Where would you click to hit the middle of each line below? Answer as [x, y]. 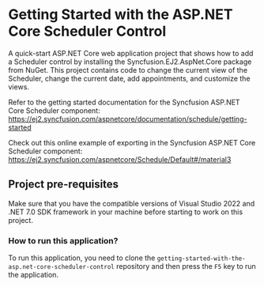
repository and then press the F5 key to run [186, 266]
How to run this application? [63, 240]
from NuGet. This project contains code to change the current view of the [128, 70]
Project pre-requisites [64, 185]
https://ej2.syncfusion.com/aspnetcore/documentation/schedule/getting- [128, 119]
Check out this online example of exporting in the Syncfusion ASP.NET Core [132, 142]
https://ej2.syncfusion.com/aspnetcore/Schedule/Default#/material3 [120, 159]
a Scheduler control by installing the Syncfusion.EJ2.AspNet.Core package [130, 62]
